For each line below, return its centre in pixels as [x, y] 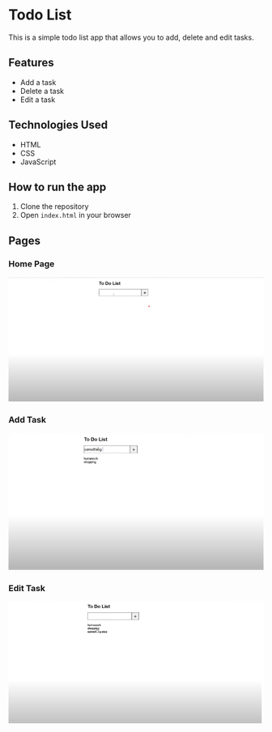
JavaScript [38, 162]
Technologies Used [58, 125]
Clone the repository [54, 206]
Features [31, 63]
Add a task [38, 82]
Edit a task [38, 100]
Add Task [28, 420]
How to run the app [57, 187]
